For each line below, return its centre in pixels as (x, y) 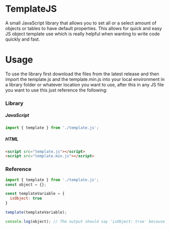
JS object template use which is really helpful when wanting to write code (83, 34)
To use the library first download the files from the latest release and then (82, 74)
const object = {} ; (26, 184)
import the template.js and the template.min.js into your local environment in (85, 79)
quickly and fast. (23, 39)
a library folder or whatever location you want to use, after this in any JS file (85, 84)
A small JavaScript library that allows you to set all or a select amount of (81, 23)
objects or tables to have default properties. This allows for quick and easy (83, 28)
